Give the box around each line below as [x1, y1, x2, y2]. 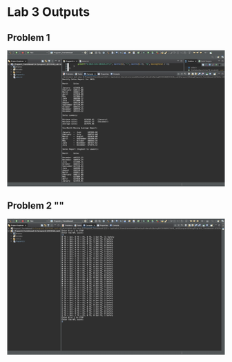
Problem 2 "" [7, 200, 64, 211]
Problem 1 [7, 32, 50, 44]
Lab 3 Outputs [7, 4, 90, 20]
